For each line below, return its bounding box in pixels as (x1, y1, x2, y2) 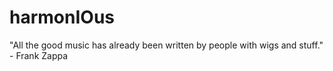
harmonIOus (9, 6, 115, 29)
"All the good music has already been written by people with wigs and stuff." (9, 39, 324, 51)
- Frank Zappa (9, 49, 69, 61)
